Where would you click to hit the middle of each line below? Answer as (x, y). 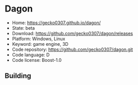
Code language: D (31, 55)
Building (18, 76)
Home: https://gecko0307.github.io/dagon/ (56, 23)
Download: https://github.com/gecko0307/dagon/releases (72, 33)
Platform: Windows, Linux (39, 39)
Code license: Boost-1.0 (37, 60)
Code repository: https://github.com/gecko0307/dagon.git (72, 49)
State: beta (23, 28)
